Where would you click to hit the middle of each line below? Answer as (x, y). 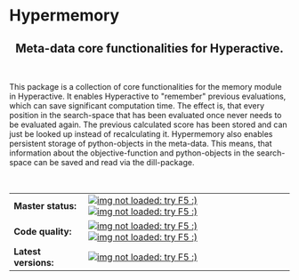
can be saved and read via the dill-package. (114, 162)
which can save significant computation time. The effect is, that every (137, 106)
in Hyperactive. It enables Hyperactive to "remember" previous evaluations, (148, 96)
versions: (34, 263)
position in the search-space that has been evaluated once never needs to (145, 115)
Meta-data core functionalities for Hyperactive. (149, 48)
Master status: (45, 206)
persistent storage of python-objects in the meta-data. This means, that (141, 144)
